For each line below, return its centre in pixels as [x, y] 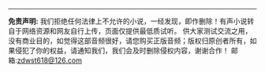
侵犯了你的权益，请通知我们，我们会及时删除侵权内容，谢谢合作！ [122, 50]
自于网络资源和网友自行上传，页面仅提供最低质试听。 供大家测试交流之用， [130, 31]
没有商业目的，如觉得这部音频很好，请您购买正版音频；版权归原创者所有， [129, 41]
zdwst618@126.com [50, 60]
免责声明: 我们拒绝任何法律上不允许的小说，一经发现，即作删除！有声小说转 [131, 21]
